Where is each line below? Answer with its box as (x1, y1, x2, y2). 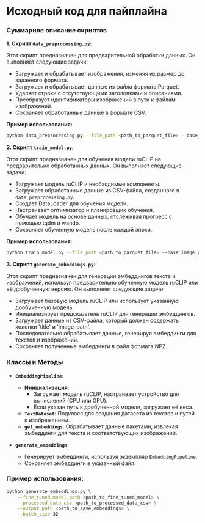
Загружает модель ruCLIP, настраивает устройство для (33, 390, 179, 398)
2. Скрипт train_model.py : (6, 144, 74, 151)
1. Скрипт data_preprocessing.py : (6, 40, 92, 47)
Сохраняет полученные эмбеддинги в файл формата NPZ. (15, 343, 168, 350)
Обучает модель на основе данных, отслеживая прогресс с (15, 213, 173, 221)
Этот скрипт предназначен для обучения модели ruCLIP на (6, 156, 162, 163)
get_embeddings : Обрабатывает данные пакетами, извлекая (24, 423, 178, 430)
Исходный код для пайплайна (6, 4, 168, 18)
